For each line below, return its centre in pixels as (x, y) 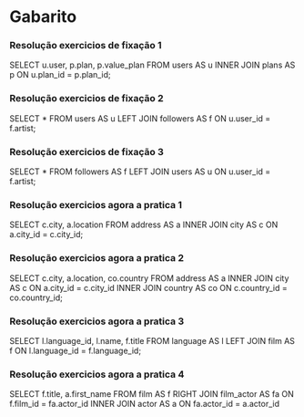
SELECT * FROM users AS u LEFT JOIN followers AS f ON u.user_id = (140, 118)
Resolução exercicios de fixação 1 (86, 46)
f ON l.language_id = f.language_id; (76, 350)
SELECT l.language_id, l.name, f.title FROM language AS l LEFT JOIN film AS (152, 340)
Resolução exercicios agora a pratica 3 (97, 321)
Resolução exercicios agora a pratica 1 (96, 205)
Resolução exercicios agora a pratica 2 (97, 258)
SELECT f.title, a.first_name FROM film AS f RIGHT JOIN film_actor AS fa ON (152, 394)
